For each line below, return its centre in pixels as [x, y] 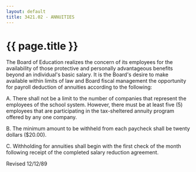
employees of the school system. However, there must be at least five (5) [94, 105]
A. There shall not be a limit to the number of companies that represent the [96, 99]
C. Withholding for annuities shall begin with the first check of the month [94, 146]
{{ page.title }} [42, 46]
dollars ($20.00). [26, 135]
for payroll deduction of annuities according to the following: [79, 87]
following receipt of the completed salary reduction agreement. [82, 153]
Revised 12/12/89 [27, 164]
